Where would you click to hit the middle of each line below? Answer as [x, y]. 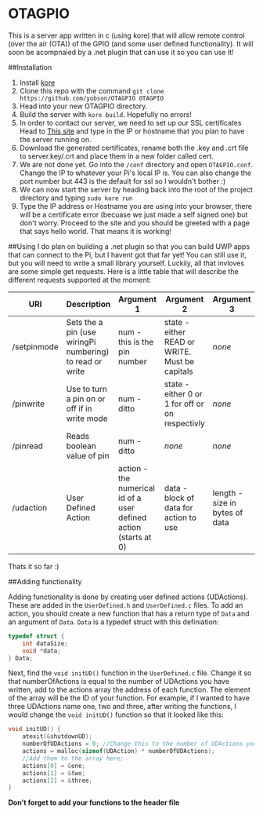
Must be [179, 361]
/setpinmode [35, 346]
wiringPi [81, 342]
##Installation [30, 67]
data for [178, 507]
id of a [130, 498]
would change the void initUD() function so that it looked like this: [116, 714]
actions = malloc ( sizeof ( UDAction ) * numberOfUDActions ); [119, 751]
